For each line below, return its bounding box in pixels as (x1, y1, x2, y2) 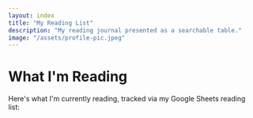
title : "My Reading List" (8, 19, 93, 27)
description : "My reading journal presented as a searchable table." (8, 26, 243, 34)
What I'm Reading (8, 68, 128, 86)
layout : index (8, 11, 55, 20)
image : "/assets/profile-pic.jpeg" (8, 33, 126, 42)
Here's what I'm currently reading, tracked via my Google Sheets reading (8, 94, 246, 104)
